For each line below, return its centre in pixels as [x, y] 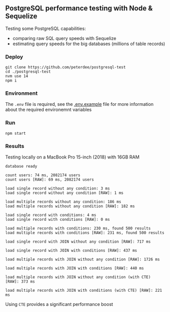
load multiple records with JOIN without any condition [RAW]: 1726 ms [82, 259]
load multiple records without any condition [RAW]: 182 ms [70, 206]
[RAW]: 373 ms [20, 282]
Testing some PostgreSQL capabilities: [46, 28]
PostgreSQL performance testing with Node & [79, 8]
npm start [16, 133]
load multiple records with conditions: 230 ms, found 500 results [78, 228]
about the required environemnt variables [48, 110]
